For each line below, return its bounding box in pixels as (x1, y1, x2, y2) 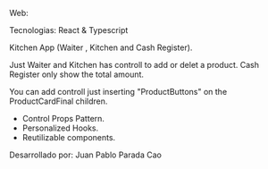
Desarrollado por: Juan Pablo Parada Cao (9, 149, 163, 160)
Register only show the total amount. (9, 69, 145, 80)
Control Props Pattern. (21, 114, 105, 123)
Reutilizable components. (21, 132, 116, 142)
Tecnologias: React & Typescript (9, 25, 129, 35)
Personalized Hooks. (21, 123, 99, 133)
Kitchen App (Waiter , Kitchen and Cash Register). (9, 42, 193, 53)
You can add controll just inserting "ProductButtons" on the (9, 87, 228, 97)
